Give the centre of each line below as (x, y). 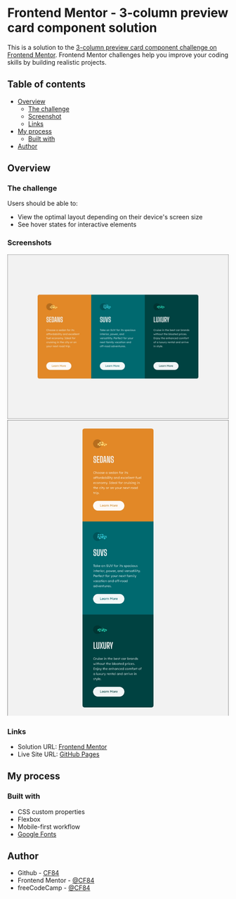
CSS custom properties (51, 811)
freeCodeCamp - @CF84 (54, 888)
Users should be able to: (43, 203)
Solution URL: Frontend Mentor (62, 746)
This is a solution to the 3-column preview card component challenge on (112, 47)
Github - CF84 (38, 873)
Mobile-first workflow (49, 827)
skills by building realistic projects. (57, 62)
